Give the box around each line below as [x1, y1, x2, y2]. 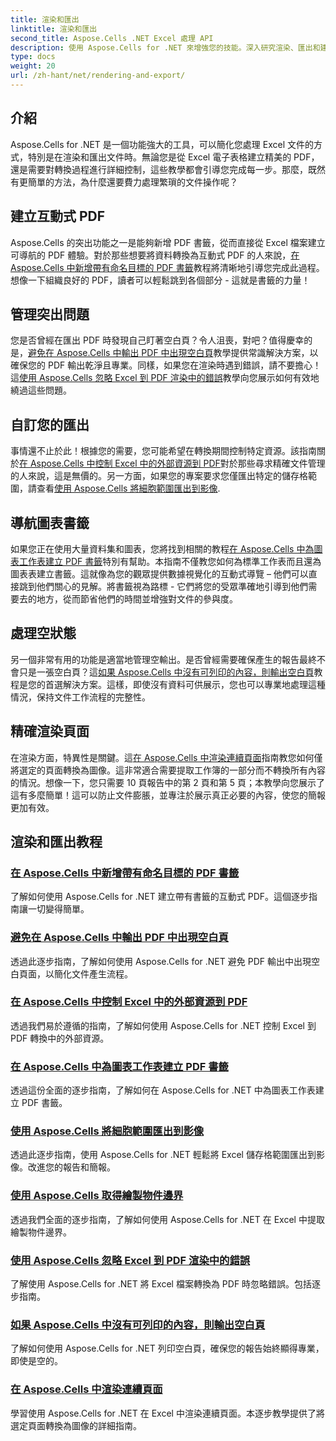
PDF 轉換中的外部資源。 [10, 1032, 110, 1044]
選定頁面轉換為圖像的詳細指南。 [10, 1419, 142, 1431]
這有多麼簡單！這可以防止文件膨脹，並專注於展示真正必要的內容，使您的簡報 [10, 789, 326, 801]
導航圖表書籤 [10, 514, 90, 531]
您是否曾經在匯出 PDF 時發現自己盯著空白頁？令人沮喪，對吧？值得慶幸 [10, 334, 305, 346]
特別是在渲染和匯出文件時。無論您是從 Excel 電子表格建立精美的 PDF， [27, 151, 320, 163]
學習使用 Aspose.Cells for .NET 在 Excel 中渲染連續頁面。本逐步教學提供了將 [10, 1407, 325, 1419]
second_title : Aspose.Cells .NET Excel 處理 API [10, 33, 214, 43]
